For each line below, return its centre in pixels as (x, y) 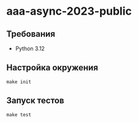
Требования (31, 34)
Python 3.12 (30, 48)
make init (19, 82)
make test (19, 114)
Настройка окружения (52, 68)
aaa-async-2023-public (69, 11)
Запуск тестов (35, 101)
